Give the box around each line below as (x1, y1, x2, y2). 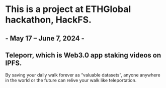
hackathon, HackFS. (5, 14, 92, 25)
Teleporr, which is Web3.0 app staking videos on (5, 51, 161, 59)
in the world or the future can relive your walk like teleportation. (5, 77, 137, 83)
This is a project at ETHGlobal (5, 3, 131, 15)
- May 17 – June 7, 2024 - (5, 34, 85, 42)
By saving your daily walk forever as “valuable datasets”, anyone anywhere (5, 72, 160, 78)
